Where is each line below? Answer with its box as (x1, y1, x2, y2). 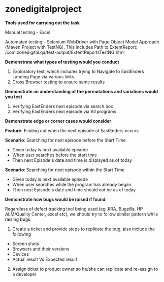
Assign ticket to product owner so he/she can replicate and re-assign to (12, 266, 159, 272)
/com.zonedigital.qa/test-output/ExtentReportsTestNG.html (5, 49, 125, 55)
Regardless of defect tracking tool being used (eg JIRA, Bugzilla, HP (5, 206, 143, 211)
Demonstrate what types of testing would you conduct (5, 59, 119, 65)
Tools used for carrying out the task (5, 20, 80, 26)
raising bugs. (5, 216, 32, 222)
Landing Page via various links (12, 73, 74, 79)
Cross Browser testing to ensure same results (12, 79, 105, 85)
